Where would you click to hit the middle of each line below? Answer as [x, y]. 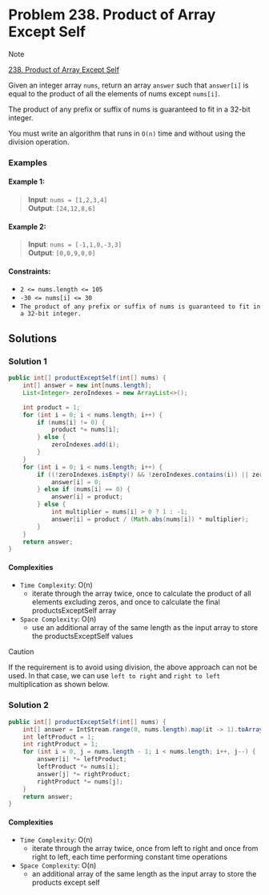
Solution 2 [29, 706]
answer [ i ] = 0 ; [76, 482]
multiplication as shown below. [59, 685]
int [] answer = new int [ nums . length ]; [87, 386]
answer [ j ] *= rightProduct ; [84, 774]
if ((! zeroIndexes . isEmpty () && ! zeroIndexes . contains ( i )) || [143, 474]
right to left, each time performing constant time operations [130, 857]
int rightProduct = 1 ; [60, 744]
